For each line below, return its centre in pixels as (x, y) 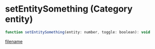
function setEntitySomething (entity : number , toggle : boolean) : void (78, 32)
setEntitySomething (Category (69, 9)
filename (14, 41)
